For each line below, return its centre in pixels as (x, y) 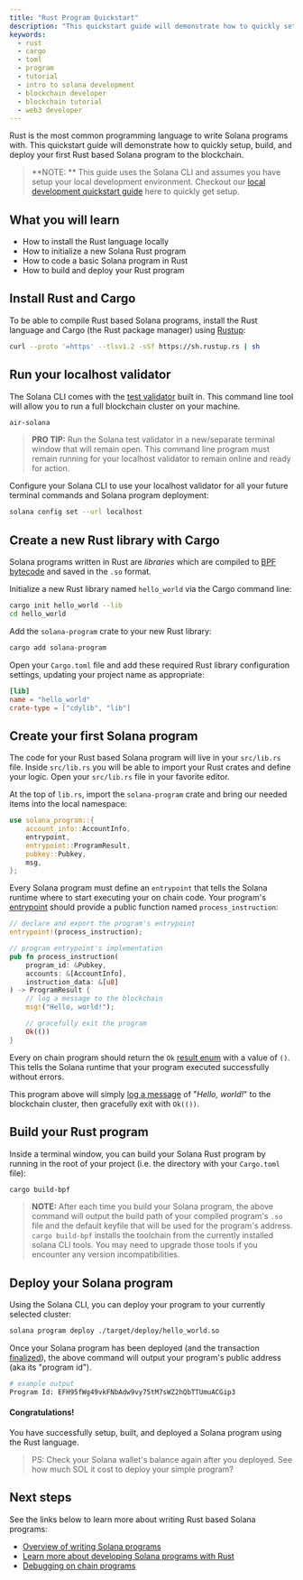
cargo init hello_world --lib (66, 605)
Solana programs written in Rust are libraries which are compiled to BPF (143, 562)
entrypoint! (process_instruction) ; (76, 932)
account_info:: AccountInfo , (78, 829)
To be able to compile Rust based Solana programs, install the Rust (134, 320)
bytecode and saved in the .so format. (80, 572)
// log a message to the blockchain (95, 999)
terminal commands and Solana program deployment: (109, 495)
